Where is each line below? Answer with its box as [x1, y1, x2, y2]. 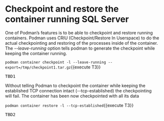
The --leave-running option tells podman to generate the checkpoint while [5, 45, 155, 51]
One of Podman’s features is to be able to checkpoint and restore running [5, 30, 153, 35]
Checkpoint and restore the [5, 3, 119, 15]
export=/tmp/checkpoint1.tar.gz [5, 65, 71, 70]
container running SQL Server [5, 14, 129, 25]
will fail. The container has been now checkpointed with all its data [5, 93, 140, 99]
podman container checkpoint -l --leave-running [5, 60, 106, 65]
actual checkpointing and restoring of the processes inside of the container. [5, 40, 158, 46]
